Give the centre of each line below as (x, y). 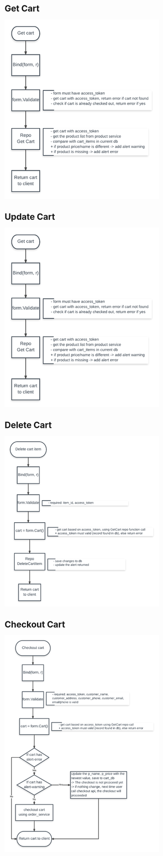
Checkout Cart (35, 624)
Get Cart (22, 9)
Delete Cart (28, 425)
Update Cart (30, 217)
